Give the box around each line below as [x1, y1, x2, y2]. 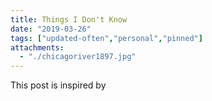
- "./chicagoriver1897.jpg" [19, 52, 137, 62]
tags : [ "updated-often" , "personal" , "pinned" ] [10, 33, 203, 43]
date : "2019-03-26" [10, 24, 92, 34]
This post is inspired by [10, 79, 107, 91]
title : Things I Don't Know [10, 14, 128, 25]
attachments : [10, 42, 65, 53]
